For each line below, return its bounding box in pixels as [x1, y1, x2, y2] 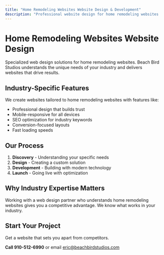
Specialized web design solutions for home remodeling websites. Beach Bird [5, 59, 160, 65]
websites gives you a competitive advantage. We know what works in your [5, 202, 156, 208]
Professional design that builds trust [12, 106, 85, 113]
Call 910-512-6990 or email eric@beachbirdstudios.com [5, 244, 120, 250]
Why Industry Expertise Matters [5, 184, 105, 192]
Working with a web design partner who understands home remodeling [5, 197, 149, 203]
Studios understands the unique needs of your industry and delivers [5, 65, 142, 70]
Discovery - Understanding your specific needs [12, 155, 109, 161]
